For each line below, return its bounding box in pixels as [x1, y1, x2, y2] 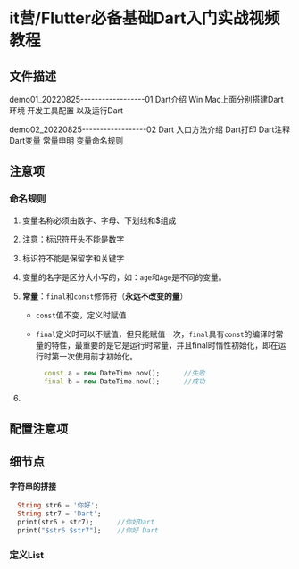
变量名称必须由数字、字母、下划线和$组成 [21, 215, 177, 226]
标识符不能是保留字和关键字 [21, 252, 125, 263]
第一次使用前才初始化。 [51, 350, 138, 361]
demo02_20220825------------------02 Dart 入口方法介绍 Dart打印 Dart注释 [9, 124, 291, 135]
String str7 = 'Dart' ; [17, 509, 102, 518]
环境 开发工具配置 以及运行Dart [9, 105, 123, 116]
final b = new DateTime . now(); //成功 [43, 376, 205, 386]
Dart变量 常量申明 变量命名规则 [9, 136, 123, 145]
